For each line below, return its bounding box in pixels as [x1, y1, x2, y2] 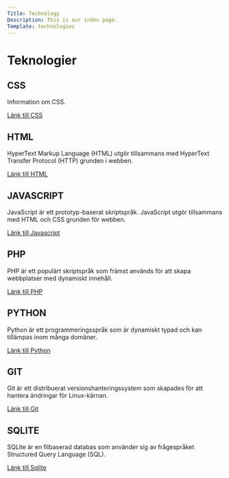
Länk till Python [7, 346, 51, 354]
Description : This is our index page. [7, 16, 118, 23]
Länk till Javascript [7, 229, 60, 237]
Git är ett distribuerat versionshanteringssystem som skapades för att [7, 384, 204, 392]
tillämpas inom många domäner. [7, 332, 97, 341]
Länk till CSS [7, 111, 43, 119]
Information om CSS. [7, 98, 67, 106]
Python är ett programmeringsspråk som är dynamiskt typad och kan [7, 326, 202, 334]
